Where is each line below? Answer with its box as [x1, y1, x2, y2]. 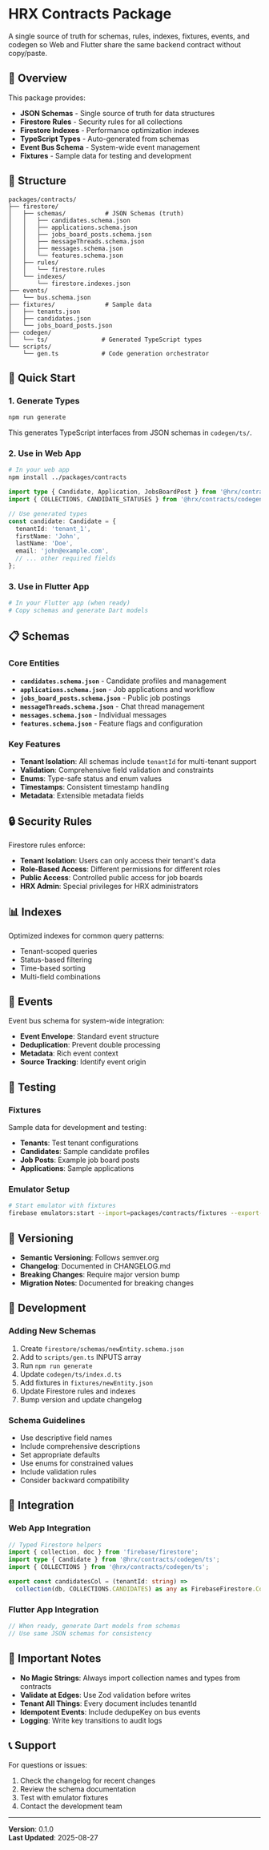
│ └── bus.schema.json [8, 293, 91, 301]
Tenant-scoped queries [19, 946, 98, 955]
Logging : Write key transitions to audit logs [19, 1715, 163, 1725]
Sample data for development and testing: [8, 1123, 147, 1132]
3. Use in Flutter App [8, 581, 90, 592]
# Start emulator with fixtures [8, 1202, 116, 1210]
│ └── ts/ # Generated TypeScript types [8, 336, 203, 344]
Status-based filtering [19, 955, 93, 964]
